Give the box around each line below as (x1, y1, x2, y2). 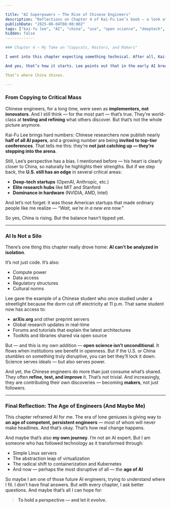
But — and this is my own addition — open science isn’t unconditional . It (5, 342, 159, 349)
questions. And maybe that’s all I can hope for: (5, 487, 103, 493)
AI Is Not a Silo (5, 232, 42, 239)
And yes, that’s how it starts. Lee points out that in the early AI (5, 63, 156, 68)
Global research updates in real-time (12, 321, 90, 328)
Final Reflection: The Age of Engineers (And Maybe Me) (5, 402, 146, 409)
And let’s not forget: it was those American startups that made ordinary (5, 199, 154, 205)
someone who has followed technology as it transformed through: (5, 440, 144, 446)
